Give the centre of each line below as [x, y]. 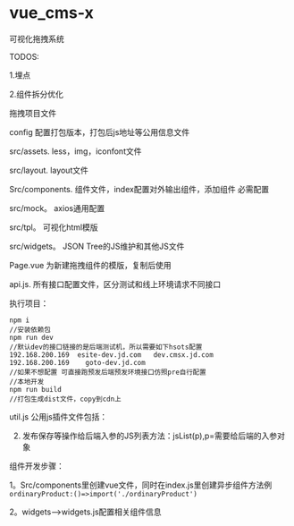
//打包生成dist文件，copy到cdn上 [66, 399]
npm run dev [31, 337]
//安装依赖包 [30, 329]
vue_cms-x [51, 13]
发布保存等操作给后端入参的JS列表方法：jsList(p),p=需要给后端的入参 [150, 436]
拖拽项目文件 [33, 113]
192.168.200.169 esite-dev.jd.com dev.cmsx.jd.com [112, 355]
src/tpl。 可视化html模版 [54, 227]
